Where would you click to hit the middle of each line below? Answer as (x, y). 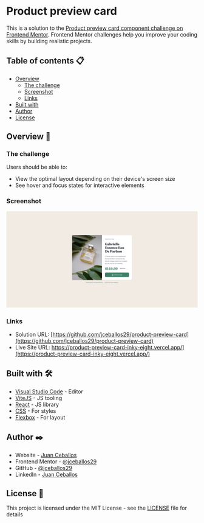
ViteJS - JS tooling (39, 398)
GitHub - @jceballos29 (44, 468)
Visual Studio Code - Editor (49, 391)
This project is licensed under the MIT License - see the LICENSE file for (97, 508)
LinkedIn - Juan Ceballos (46, 474)
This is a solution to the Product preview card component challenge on (95, 28)
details (15, 514)
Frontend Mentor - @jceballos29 (56, 462)
